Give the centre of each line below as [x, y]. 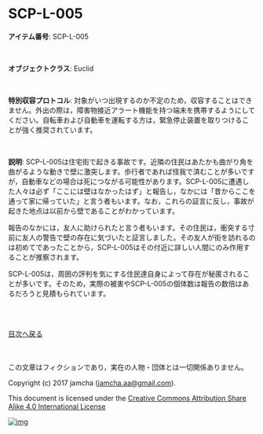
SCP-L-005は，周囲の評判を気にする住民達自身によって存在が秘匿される [126, 274]
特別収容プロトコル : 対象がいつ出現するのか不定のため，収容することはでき [130, 100]
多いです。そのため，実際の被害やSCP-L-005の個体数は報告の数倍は [132, 283]
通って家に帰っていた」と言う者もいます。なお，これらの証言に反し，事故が [131, 200]
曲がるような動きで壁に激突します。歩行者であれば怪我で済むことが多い [125, 171]
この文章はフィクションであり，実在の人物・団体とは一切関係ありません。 [128, 367]
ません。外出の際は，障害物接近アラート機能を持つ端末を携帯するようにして [132, 110]
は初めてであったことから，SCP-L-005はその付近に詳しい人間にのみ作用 [126, 247]
